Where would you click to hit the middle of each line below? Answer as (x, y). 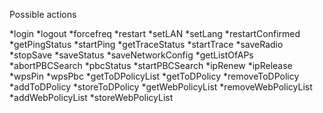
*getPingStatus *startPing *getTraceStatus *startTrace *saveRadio (146, 44)
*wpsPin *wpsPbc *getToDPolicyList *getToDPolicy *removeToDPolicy (154, 76)
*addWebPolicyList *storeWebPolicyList (91, 97)
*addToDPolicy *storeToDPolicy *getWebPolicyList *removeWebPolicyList (161, 87)
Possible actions (43, 14)
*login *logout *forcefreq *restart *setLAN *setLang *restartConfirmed (155, 33)
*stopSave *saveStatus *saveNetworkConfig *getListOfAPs (131, 55)
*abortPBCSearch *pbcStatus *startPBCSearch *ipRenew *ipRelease (151, 65)
